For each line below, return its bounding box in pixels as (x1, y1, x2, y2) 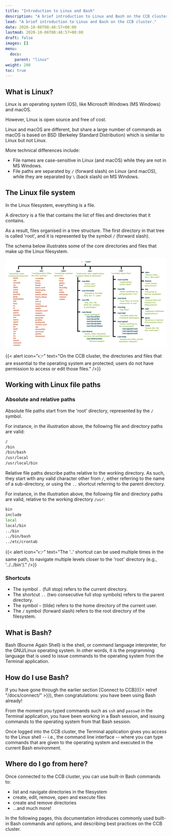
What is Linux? (5, 87, 54, 96)
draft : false (5, 35, 33, 41)
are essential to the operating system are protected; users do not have (5, 360, 154, 366)
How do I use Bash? (5, 673, 69, 682)
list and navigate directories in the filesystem (12, 788, 107, 795)
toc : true (5, 68, 27, 73)
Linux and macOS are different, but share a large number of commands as (5, 126, 162, 133)
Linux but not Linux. (5, 138, 47, 144)
